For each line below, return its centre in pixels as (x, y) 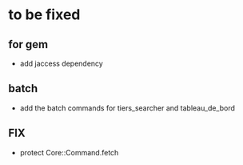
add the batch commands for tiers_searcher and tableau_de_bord (127, 108)
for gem (28, 44)
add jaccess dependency (62, 63)
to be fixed (44, 15)
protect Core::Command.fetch (69, 152)
